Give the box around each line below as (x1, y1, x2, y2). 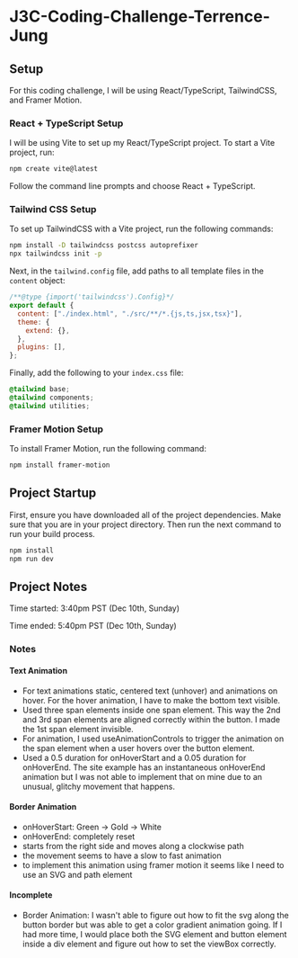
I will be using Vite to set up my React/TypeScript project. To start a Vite (9, 138, 276, 148)
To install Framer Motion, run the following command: (9, 443, 206, 454)
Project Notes (9, 578, 88, 595)
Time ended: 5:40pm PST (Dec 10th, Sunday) (9, 621, 177, 631)
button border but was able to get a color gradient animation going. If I (22, 919, 283, 930)
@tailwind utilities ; (9, 401, 91, 410)
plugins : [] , (17, 343, 66, 352)
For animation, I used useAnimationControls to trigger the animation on (22, 733, 285, 744)
